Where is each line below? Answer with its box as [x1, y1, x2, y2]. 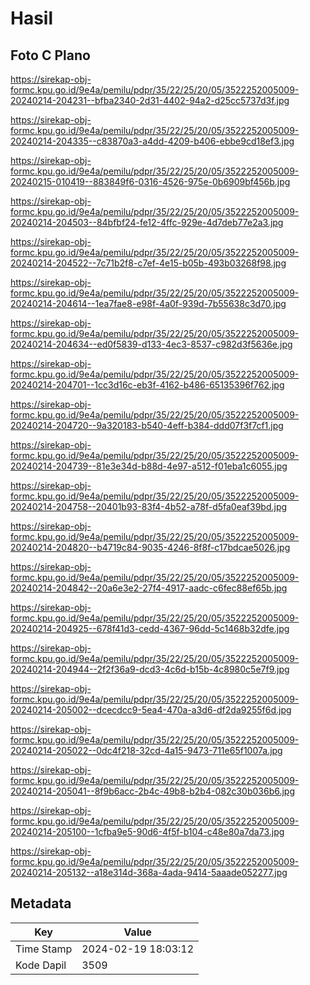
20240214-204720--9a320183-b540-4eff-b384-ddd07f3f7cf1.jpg [10, 420, 284, 431]
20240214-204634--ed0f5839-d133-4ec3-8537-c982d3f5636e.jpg [10, 338, 293, 350]
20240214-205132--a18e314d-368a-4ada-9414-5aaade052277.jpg [10, 867, 288, 878]
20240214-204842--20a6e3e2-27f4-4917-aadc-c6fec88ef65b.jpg [10, 582, 288, 594]
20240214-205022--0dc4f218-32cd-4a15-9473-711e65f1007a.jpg [10, 745, 283, 756]
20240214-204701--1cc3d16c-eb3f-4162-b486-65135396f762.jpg [10, 379, 285, 391]
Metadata [10, 895, 72, 912]
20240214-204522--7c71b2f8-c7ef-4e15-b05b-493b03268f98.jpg [10, 257, 287, 269]
